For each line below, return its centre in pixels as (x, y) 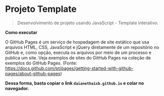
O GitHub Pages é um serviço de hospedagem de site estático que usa (77, 42)
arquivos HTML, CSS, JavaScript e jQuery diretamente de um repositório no (82, 47)
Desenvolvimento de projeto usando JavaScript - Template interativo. (88, 23)
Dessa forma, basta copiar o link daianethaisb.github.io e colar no (75, 83)
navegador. (17, 88)
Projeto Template (41, 9)
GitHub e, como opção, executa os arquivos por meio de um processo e (78, 52)
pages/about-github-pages (33, 73)
